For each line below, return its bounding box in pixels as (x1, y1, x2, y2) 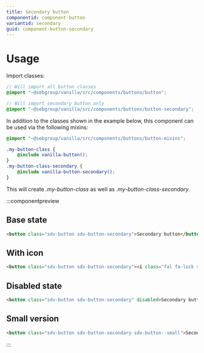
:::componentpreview (6, 197, 59, 204)
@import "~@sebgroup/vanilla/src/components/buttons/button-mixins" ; (6, 135, 186, 142)
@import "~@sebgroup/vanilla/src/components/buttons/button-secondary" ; (6, 106, 194, 112)
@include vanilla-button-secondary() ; (17, 169, 115, 175)
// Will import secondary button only (6, 100, 104, 106)
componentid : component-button (6, 15, 86, 21)
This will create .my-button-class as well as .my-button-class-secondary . (6, 185, 191, 193)
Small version (6, 314, 59, 324)
